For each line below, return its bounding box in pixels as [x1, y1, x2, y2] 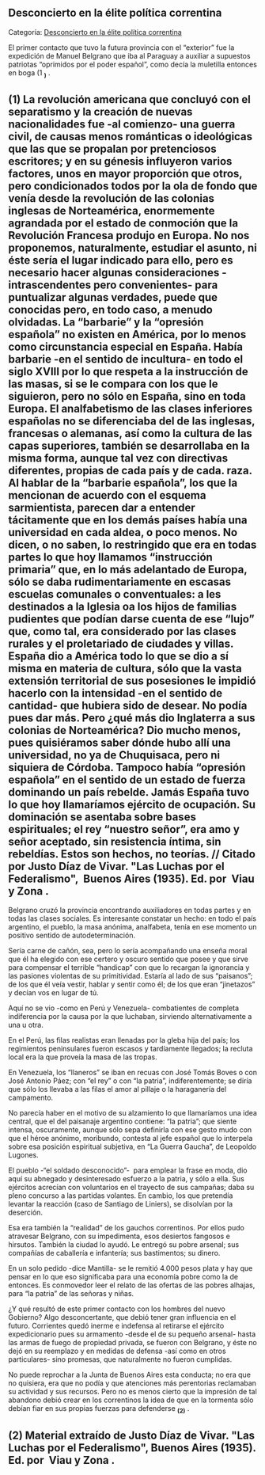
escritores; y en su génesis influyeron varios [8, 154, 233, 168]
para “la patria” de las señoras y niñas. [8, 1289, 134, 1298]
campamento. [8, 1093, 54, 1103]
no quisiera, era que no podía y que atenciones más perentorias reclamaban [8, 1378, 257, 1388]
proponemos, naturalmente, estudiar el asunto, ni [8, 241, 257, 254]
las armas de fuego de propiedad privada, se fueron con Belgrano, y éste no [8, 1338, 257, 1348]
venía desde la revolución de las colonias [8, 192, 215, 205]
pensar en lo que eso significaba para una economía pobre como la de [8, 1272, 239, 1282]
